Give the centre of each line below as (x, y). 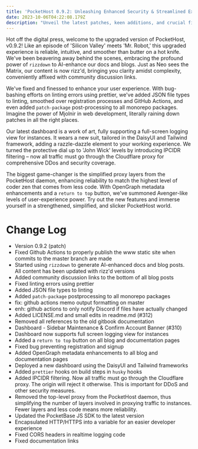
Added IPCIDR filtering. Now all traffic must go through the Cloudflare (99, 378)
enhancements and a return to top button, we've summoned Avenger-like (97, 193)
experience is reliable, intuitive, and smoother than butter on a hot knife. (93, 52)
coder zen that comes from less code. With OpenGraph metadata (85, 187)
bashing (16, 95)
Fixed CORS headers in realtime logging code (70, 435)
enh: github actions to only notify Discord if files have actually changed (101, 309)
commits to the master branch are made (63, 259)
